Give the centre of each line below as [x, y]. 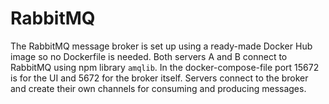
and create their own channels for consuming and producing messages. [158, 88]
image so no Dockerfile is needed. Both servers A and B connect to [149, 56]
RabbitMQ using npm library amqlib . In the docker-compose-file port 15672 [165, 67]
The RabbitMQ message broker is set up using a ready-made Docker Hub [161, 46]
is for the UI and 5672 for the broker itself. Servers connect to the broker [159, 78]
